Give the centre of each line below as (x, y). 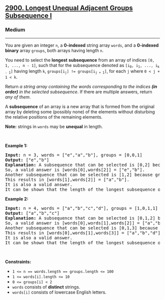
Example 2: (17, 199)
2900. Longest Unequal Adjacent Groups (69, 8)
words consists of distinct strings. (46, 287)
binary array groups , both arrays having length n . (55, 50)
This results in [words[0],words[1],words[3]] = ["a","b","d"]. (84, 233)
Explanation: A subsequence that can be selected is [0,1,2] (80, 218)
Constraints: (18, 262)
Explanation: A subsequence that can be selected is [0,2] (78, 165)
